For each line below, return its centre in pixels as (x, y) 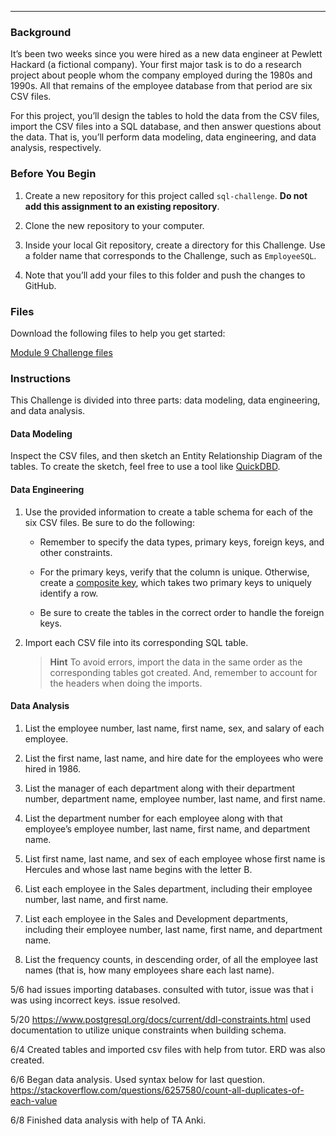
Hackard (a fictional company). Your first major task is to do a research (156, 65)
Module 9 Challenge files (61, 352)
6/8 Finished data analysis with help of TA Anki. (108, 1120)
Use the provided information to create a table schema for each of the (168, 512)
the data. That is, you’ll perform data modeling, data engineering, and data (163, 137)
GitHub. (40, 285)
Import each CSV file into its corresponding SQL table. (136, 642)
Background (41, 32)
